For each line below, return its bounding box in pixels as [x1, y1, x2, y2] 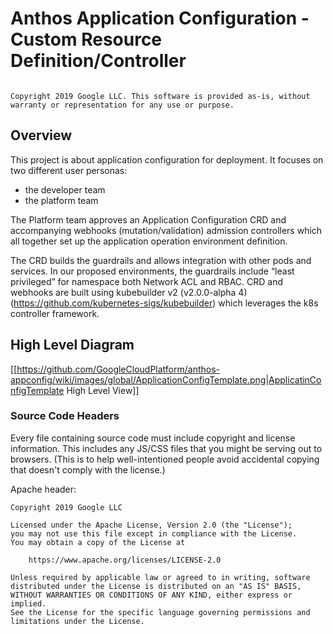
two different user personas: [10, 164, 128, 176]
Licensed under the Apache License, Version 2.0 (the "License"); [10, 520, 293, 530]
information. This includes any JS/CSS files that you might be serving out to [10, 442, 323, 454]
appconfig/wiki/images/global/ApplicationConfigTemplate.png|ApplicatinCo [10, 373, 322, 386]
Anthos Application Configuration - [10, 7, 310, 30]
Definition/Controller [10, 50, 187, 72]
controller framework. [10, 307, 100, 319]
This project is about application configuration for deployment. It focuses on [10, 153, 324, 166]
